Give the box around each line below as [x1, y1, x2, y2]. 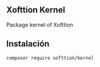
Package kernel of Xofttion [6, 21, 73, 28]
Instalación [6, 39, 50, 49]
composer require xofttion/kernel [6, 55, 95, 61]
